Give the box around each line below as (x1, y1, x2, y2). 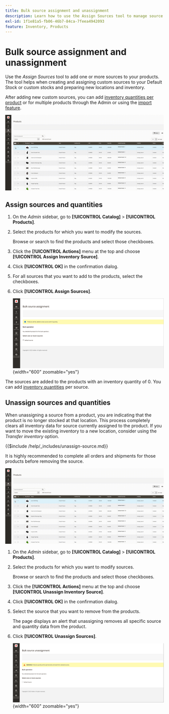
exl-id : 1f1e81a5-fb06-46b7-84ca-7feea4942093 (5, 19, 105, 24)
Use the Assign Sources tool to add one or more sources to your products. (5, 74, 159, 80)
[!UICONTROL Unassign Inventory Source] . (12, 589, 105, 595)
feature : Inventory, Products (5, 24, 69, 29)
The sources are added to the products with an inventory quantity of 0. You (5, 379, 161, 385)
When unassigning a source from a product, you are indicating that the (5, 412, 152, 418)
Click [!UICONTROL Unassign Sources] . (12, 633, 97, 639)
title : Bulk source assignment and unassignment (5, 8, 109, 13)
